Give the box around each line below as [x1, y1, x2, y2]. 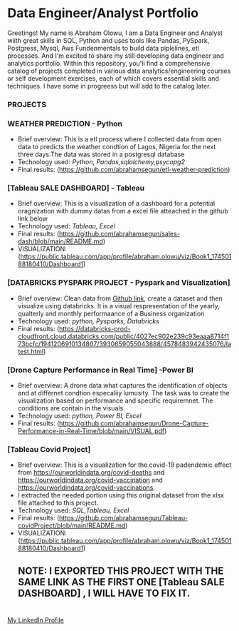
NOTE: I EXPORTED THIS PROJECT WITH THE [17, 565, 224, 577]
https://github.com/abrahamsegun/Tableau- [59, 514, 188, 523]
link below [17, 214, 48, 223]
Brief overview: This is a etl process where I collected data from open [17, 135, 222, 143]
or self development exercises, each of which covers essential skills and [7, 74, 219, 83]
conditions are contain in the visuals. [17, 404, 126, 413]
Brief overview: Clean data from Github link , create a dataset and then [17, 294, 223, 303]
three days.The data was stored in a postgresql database [17, 150, 185, 158]
